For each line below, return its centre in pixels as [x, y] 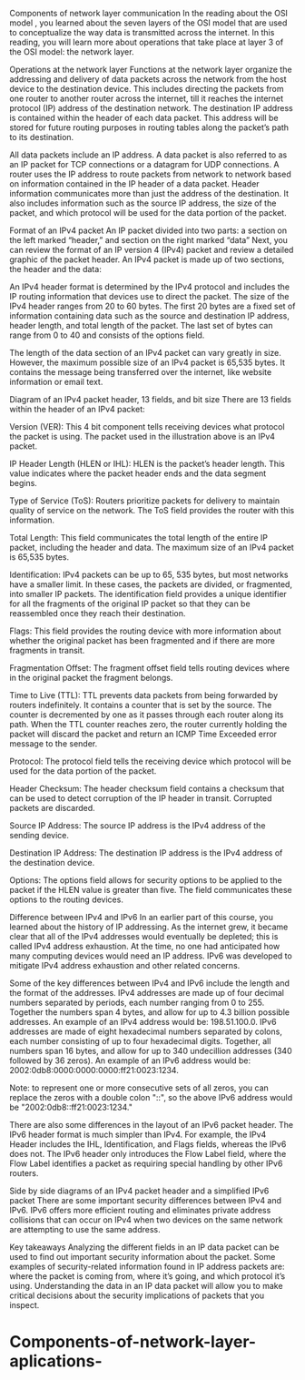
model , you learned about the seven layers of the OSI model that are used [148, 23]
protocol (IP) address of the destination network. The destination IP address [151, 108]
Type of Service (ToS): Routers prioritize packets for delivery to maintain [145, 501]
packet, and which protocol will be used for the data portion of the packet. [148, 213]
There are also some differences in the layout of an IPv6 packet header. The [152, 1125]
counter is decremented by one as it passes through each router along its [147, 715]
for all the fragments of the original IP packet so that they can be [130, 604]
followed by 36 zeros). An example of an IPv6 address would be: [130, 1060]
